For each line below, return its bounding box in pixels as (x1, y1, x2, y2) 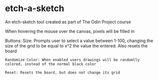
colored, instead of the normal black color (5, 62, 96, 66)
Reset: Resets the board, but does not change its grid (5, 70, 120, 75)
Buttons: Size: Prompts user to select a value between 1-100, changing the (5, 37, 154, 44)
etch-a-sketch (5, 3, 64, 14)
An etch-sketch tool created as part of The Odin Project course (5, 19, 131, 25)
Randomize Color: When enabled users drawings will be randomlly (5, 57, 140, 62)
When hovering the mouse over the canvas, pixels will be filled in (5, 28, 135, 34)
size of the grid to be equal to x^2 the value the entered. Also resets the (5, 43, 148, 48)
